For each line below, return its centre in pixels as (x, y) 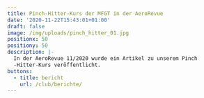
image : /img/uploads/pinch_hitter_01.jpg (68, 33)
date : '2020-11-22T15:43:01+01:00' (59, 20)
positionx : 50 (28, 39)
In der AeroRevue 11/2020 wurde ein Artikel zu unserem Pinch (105, 59)
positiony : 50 (28, 46)
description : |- (31, 52)
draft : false (26, 26)
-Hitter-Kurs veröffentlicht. (57, 65)
